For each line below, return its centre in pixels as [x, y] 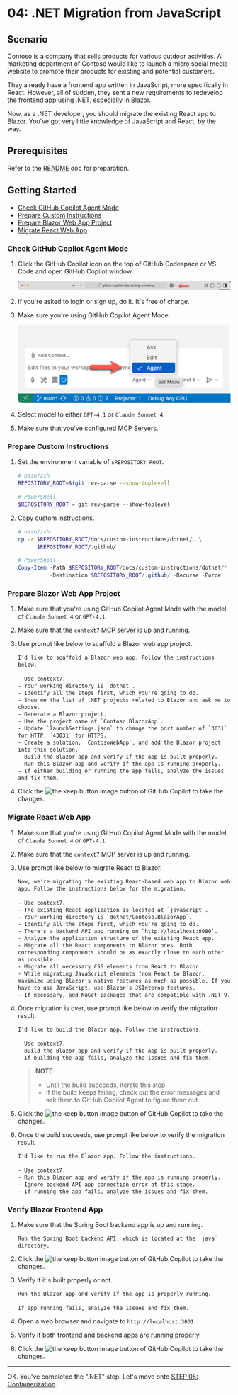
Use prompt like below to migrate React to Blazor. [90, 868]
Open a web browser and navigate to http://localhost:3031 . [107, 1321]
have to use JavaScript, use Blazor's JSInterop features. [107, 988]
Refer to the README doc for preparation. [68, 168]
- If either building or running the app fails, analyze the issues [121, 771]
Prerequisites [38, 151]
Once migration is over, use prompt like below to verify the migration [118, 1008]
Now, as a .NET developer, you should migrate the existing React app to [112, 114]
